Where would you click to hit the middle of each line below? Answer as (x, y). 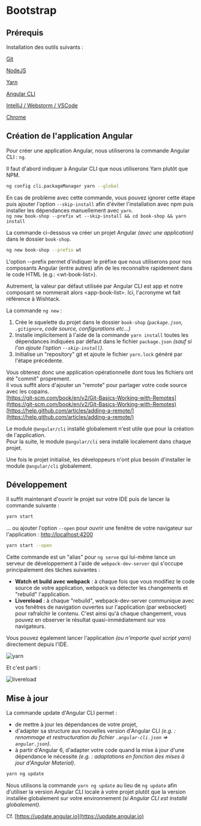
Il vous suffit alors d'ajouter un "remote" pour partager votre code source (97, 385)
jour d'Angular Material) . (45, 763)
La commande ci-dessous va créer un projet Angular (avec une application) (100, 232)
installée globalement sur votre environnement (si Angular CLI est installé (97, 798)
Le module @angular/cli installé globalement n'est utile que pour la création (100, 429)
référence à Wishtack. (34, 299)
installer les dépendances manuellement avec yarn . (70, 210)
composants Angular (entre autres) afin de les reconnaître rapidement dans (100, 268)
